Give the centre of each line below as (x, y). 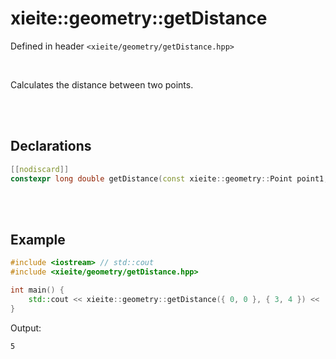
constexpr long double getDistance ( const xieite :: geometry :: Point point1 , (169, 178)
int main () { (37, 290)
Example (38, 239)
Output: (26, 328)
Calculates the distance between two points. (102, 84)
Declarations (51, 146)
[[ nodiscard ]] (40, 169)
